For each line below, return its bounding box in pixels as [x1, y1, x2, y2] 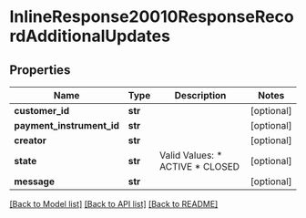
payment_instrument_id [14, 119, 120, 131]
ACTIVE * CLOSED [158, 161, 240, 172]
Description [174, 89, 227, 101]
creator [14, 134, 47, 147]
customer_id [14, 105, 70, 117]
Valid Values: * [158, 149, 223, 161]
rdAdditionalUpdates [9, 26, 171, 47]
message [14, 175, 55, 188]
